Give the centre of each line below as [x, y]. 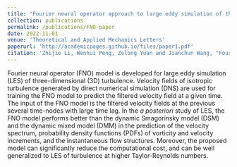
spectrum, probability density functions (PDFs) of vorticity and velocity [110, 133]
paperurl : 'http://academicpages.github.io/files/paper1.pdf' [101, 47]
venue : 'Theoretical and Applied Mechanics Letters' [86, 40]
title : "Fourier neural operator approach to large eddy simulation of [115, 14]
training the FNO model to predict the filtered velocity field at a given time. [115, 95]
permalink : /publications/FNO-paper [61, 27]
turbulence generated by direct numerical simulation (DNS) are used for [112, 88]
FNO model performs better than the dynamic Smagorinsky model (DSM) [114, 118]
